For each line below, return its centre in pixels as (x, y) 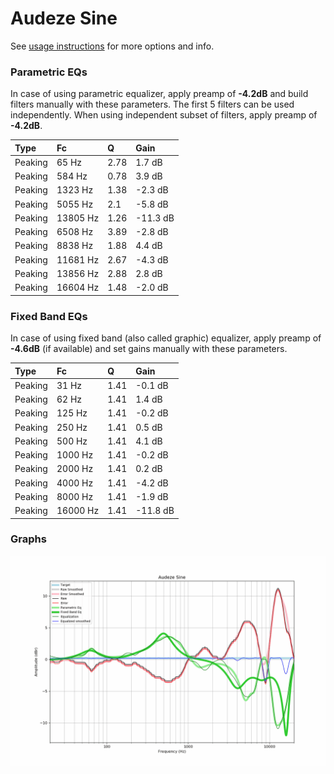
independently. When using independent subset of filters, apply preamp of (164, 115)
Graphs (28, 539)
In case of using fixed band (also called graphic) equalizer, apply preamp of (166, 338)
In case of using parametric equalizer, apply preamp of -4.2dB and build (159, 94)
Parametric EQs (49, 72)
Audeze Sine (64, 18)
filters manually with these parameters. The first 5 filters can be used (152, 104)
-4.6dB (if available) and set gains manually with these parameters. (149, 349)
